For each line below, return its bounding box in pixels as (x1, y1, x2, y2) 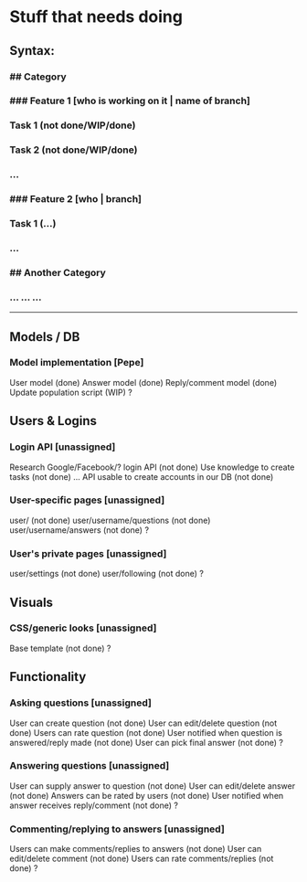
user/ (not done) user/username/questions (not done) (9, 515, 211, 526)
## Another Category (9, 266, 107, 279)
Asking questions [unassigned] (9, 696, 153, 709)
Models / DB (9, 329, 80, 345)
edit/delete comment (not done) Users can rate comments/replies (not (9, 853, 274, 865)
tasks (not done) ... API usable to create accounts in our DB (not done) (9, 471, 274, 482)
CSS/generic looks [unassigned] (9, 622, 157, 634)
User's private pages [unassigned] (9, 547, 167, 559)
